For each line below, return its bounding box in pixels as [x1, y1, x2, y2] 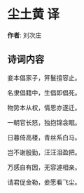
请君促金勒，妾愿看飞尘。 [7, 178, 81, 186]
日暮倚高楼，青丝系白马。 [7, 133, 81, 141]
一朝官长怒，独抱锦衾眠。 [7, 118, 81, 126]
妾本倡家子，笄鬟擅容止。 [7, 73, 81, 81]
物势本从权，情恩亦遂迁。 [7, 103, 81, 112]
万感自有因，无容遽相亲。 [7, 163, 81, 171]
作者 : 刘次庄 [7, 31, 42, 39]
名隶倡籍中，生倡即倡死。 [7, 88, 81, 97]
